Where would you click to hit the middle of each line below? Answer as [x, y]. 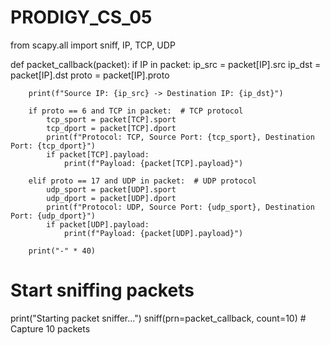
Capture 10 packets [50, 328]
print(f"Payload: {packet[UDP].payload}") [153, 233]
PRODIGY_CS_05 [81, 17]
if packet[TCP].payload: [98, 154]
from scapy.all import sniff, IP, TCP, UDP [93, 45]
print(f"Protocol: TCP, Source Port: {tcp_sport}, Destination [180, 137]
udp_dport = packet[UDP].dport [111, 198]
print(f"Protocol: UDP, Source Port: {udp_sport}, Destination [180, 207]
